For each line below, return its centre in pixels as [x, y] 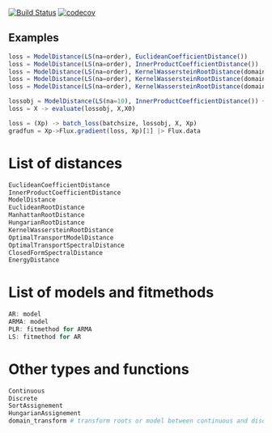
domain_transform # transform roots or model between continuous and [128, 421]
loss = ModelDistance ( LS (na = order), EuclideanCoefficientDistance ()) [128, 57]
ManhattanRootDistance [47, 215]
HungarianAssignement [45, 414]
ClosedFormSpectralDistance [56, 253]
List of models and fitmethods [111, 293]
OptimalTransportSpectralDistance [67, 245]
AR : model [25, 314]
